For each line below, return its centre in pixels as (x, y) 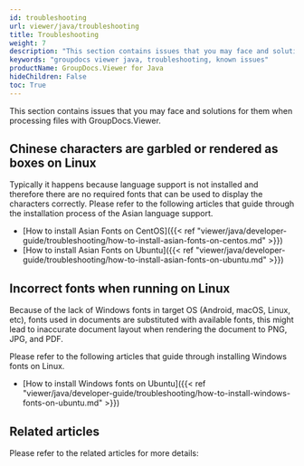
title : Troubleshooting (54, 34)
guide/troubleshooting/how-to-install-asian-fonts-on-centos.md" (144, 241)
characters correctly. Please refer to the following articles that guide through (152, 204)
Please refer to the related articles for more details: (104, 453)
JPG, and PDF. (36, 339)
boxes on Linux (53, 163)
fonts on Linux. (37, 366)
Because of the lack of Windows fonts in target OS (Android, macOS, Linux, (150, 310)
